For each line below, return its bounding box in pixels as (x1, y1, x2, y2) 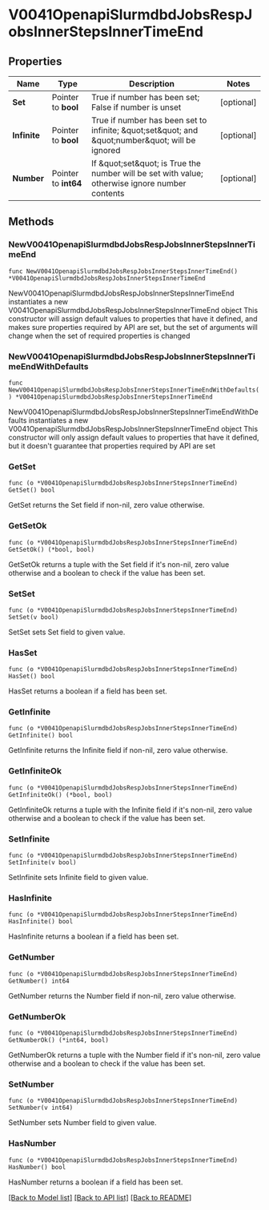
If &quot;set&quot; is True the (91, 158, 202, 169)
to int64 (51, 178, 82, 189)
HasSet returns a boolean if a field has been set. (8, 686, 168, 696)
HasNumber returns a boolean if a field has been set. (8, 1177, 183, 1187)
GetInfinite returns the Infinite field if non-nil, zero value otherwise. (8, 746, 228, 755)
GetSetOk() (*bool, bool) (8, 545, 94, 553)
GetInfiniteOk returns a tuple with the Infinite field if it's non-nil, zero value (8, 805, 253, 814)
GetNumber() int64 (8, 977, 70, 985)
